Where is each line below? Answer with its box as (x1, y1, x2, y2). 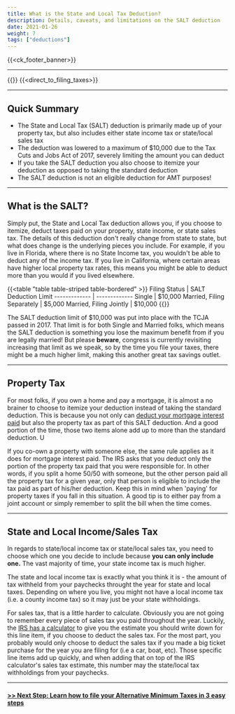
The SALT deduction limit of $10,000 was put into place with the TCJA (7, 313, 209, 321)
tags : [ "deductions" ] (7, 36, 71, 43)
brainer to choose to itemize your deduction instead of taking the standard (7, 403, 222, 412)
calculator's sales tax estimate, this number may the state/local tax (7, 661, 199, 670)
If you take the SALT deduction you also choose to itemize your (17, 159, 200, 167)
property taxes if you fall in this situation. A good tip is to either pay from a (7, 492, 221, 500)
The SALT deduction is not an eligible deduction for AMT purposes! (17, 173, 212, 182)
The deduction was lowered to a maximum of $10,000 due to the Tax (17, 143, 216, 151)
